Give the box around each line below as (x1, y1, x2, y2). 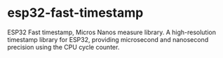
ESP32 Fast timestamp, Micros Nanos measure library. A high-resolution (7, 28, 216, 36)
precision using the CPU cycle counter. (7, 43, 120, 51)
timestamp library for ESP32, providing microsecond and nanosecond (7, 35, 209, 43)
